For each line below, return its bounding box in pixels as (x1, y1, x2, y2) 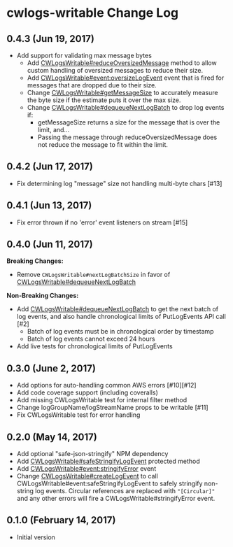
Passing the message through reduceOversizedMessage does (37, 133, 218, 141)
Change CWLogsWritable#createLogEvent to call (16, 472, 158, 481)
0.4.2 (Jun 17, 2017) (6, 161, 94, 173)
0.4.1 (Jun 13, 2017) (6, 199, 92, 211)
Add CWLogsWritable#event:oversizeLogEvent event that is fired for (27, 73, 225, 82)
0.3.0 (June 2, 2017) (6, 362, 96, 374)
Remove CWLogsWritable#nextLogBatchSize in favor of (16, 271, 171, 279)
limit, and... (37, 126, 70, 134)
